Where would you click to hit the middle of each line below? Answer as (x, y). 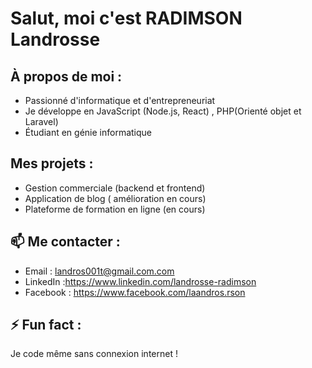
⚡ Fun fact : (46, 325)
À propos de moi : (66, 76)
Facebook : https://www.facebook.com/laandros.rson (135, 292)
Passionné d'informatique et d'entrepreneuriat (120, 100)
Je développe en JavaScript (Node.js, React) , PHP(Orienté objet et (163, 111)
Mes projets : (52, 163)
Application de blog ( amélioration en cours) (115, 198)
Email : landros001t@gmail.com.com (99, 271)
